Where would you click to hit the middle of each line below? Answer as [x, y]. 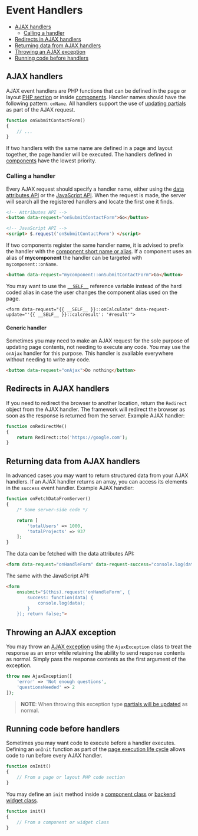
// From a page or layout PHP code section [71, 778]
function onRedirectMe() [37, 426]
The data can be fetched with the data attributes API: [70, 554]
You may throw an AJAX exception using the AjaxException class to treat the [99, 646]
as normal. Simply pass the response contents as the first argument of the [96, 659]
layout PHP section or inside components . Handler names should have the [96, 97]
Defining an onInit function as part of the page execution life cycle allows [96, 749]
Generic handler [27, 328]
